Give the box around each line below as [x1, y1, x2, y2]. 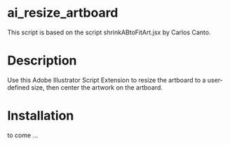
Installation [7, 108, 74, 124]
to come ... [7, 131, 39, 139]
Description [7, 53, 77, 69]
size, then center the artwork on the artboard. [31, 83, 163, 92]
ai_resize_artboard [7, 5, 119, 21]
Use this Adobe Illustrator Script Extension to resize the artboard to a [7, 76, 206, 84]
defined [7, 83, 30, 92]
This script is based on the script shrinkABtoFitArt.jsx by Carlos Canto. [7, 28, 211, 36]
